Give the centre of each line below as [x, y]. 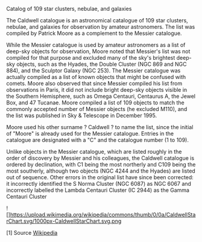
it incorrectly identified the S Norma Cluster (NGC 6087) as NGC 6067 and [99, 184]
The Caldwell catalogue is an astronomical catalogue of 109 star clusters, [97, 20]
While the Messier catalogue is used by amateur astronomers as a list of [96, 45]
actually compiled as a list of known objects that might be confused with [96, 77]
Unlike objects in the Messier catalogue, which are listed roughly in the [94, 151]
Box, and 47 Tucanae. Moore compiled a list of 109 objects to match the [96, 103]
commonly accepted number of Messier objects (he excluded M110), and [97, 109]
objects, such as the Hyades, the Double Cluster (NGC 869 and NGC [101, 64]
